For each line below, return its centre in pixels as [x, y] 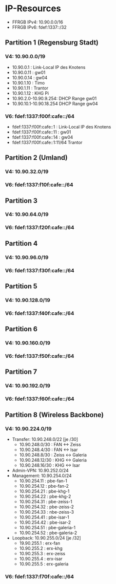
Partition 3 [21, 201]
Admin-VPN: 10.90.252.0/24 [40, 471]
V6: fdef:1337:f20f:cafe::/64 [40, 228]
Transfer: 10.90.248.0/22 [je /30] [45, 439]
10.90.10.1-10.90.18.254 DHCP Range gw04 [55, 104]
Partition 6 [21, 329]
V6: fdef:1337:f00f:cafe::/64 [40, 116]
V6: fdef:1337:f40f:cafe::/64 [40, 313]
